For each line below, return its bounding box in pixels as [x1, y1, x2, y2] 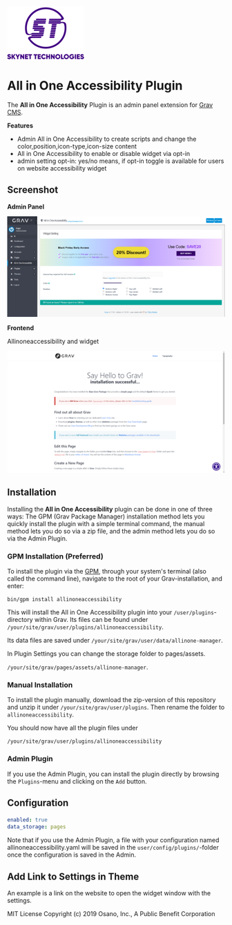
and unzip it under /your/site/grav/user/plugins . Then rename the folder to [7, 703, 225, 712]
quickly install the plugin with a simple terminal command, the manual [7, 519, 205, 527]
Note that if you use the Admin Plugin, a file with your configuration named [7, 836, 220, 844]
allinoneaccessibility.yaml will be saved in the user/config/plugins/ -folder [7, 844, 219, 852]
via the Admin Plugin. [7, 534, 68, 543]
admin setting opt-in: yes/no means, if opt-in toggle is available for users [17, 157, 224, 165]
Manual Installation [7, 680, 73, 690]
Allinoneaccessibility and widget [7, 337, 99, 345]
